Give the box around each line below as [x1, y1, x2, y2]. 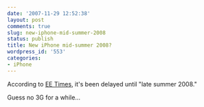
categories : [7, 55, 41, 62]
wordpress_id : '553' [7, 49, 67, 56]
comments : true [7, 23, 51, 29]
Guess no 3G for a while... [7, 93, 81, 102]
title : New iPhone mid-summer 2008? [7, 42, 112, 49]
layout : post [7, 16, 45, 23]
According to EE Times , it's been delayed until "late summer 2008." [7, 80, 197, 88]
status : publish [7, 36, 54, 43]
